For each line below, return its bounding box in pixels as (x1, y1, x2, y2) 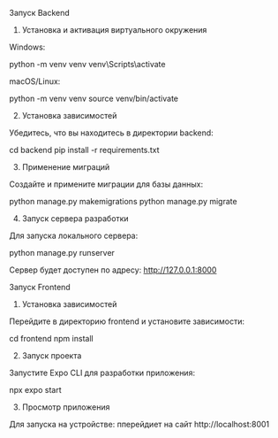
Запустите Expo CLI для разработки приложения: (9, 367, 196, 378)
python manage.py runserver (9, 248, 115, 257)
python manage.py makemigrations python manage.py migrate (9, 196, 237, 206)
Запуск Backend (9, 8, 71, 18)
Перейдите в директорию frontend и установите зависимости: (9, 316, 245, 327)
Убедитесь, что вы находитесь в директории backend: (9, 127, 214, 138)
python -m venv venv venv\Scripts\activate (9, 59, 166, 69)
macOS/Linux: (9, 76, 61, 87)
